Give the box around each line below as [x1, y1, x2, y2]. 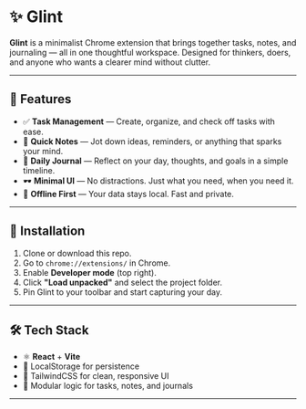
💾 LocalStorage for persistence [22, 361, 139, 372]
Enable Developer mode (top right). [22, 267, 157, 278]
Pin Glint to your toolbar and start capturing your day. [22, 286, 223, 298]
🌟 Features [9, 91, 72, 107]
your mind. [22, 145, 64, 156]
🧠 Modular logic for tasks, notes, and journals [22, 381, 194, 392]
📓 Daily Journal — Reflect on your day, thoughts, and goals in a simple [22, 155, 289, 166]
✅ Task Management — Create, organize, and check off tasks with [22, 116, 276, 127]
